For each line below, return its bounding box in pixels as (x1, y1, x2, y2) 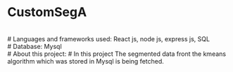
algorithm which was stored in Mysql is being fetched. (7, 57, 164, 65)
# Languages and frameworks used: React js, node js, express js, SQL (7, 34, 210, 43)
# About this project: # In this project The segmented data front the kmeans (7, 50, 227, 58)
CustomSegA (7, 4, 87, 20)
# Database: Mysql (7, 42, 62, 50)
